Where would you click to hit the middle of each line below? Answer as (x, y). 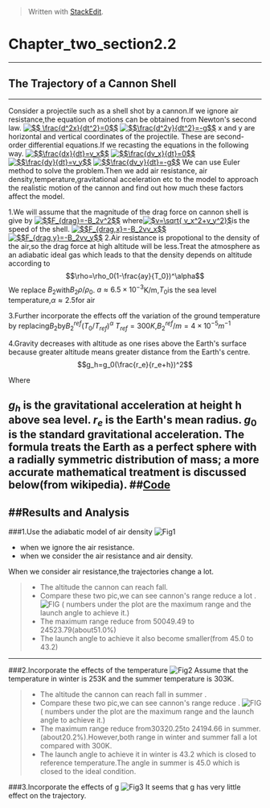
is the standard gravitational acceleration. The (127, 435)
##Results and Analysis (69, 512)
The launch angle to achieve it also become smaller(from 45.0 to (147, 639)
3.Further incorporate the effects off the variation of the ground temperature (135, 316)
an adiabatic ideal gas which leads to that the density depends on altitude (130, 255)
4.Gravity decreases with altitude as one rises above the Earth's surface (127, 343)
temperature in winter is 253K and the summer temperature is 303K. (121, 679)
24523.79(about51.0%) (78, 630)
